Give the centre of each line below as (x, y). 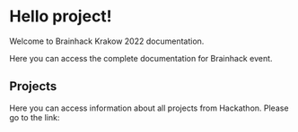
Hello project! (61, 16)
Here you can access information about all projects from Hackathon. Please (149, 108)
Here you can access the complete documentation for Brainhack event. (141, 58)
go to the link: (35, 117)
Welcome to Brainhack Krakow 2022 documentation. (107, 41)
